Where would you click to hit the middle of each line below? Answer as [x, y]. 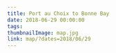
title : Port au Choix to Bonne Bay [58, 13]
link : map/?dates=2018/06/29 [49, 39]
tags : [15, 26]
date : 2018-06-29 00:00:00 [46, 20]
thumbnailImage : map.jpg [43, 33]
